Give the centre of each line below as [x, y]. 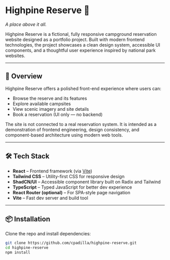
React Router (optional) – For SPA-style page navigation [71, 192]
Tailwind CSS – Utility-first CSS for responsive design [69, 176]
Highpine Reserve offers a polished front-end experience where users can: [83, 89]
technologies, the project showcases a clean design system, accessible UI [83, 45]
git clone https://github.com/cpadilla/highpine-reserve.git [71, 243]
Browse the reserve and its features [50, 98]
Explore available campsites [41, 104]
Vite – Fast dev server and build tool [50, 198]
